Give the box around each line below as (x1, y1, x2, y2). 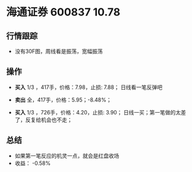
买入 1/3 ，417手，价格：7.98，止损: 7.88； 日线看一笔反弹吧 (14, 84, 163, 91)
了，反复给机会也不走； (14, 116, 73, 123)
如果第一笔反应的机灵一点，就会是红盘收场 (14, 152, 119, 159)
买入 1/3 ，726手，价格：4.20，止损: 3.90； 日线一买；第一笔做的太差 (14, 109, 186, 116)
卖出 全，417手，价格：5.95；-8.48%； (14, 96, 112, 103)
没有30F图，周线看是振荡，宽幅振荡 (14, 48, 103, 55)
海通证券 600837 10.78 (6, 5, 121, 19)
